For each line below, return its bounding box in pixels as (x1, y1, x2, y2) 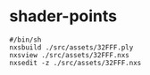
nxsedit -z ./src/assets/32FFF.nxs (9, 58, 142, 67)
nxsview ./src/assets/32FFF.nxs (9, 50, 129, 59)
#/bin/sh (9, 35, 42, 44)
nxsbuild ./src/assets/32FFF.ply (9, 42, 134, 52)
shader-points (9, 6, 118, 26)
